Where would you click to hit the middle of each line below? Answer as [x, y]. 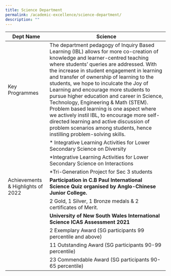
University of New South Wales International [105, 216]
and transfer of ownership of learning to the [102, 77]
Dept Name [26, 37]
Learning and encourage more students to [100, 90]
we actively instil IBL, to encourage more [98, 115]
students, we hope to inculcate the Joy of [99, 84]
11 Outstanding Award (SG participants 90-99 [106, 245]
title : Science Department [34, 10]
